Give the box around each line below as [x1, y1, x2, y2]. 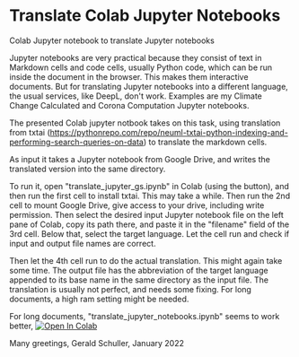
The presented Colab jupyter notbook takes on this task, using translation [9, 118, 281, 128]
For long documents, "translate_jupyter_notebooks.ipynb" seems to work [9, 310, 280, 321]
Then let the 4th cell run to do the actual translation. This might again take [9, 255, 283, 266]
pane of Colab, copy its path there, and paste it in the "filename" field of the [9, 219, 290, 230]
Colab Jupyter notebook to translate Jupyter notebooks [9, 35, 215, 46]
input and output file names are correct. [9, 238, 156, 248]
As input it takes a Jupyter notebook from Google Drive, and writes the [9, 153, 271, 164]
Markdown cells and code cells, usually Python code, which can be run [9, 62, 273, 73]
